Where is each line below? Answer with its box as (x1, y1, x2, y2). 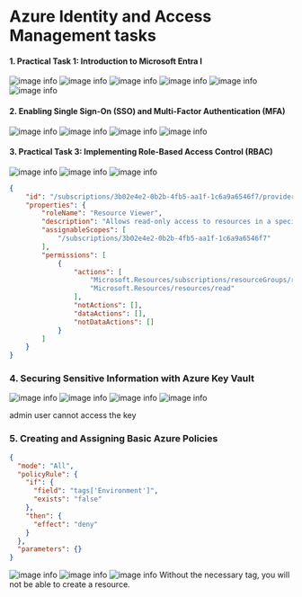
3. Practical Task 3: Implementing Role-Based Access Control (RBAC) (9, 147, 273, 157)
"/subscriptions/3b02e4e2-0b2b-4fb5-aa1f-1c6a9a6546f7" (57, 234, 271, 244)
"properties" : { (25, 200, 87, 209)
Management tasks (9, 25, 157, 46)
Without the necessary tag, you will (158, 569, 290, 581)
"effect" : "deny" (32, 520, 99, 529)
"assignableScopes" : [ (41, 226, 127, 235)
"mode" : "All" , (17, 461, 75, 470)
